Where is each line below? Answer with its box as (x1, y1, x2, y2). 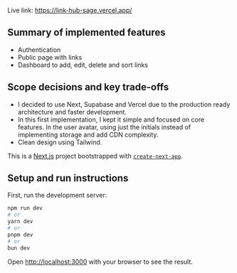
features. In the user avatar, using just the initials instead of (17, 122, 191, 131)
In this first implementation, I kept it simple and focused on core (17, 115, 205, 124)
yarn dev (7, 218, 33, 225)
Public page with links (17, 53, 83, 61)
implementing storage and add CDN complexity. (17, 130, 159, 139)
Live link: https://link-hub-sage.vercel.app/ (7, 6, 132, 14)
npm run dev (7, 205, 43, 212)
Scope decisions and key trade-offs (7, 81, 169, 93)
